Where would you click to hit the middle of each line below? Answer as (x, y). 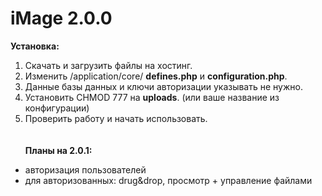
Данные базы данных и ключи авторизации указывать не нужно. (163, 86)
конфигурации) (57, 108)
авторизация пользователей (85, 169)
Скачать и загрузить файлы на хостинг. (108, 65)
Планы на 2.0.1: (58, 150)
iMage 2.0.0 (61, 18)
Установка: (35, 46)
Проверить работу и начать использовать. (116, 118)
